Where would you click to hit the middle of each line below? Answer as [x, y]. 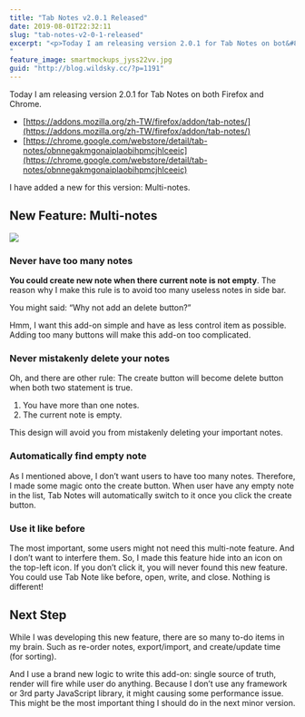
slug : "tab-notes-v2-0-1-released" [77, 34]
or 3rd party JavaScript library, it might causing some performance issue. [147, 693]
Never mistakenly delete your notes [90, 358]
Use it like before [47, 528]
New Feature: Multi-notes [84, 216]
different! [26, 586]
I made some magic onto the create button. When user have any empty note [152, 486]
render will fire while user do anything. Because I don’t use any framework [148, 683]
